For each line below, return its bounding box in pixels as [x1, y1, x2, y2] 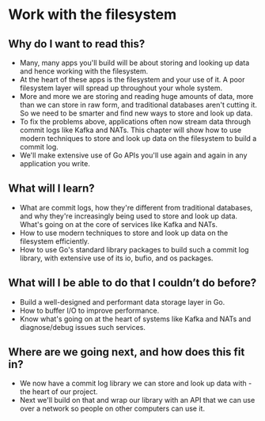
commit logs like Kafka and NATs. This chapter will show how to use [19, 125, 242, 135]
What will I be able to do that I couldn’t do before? [8, 276, 257, 290]
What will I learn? [8, 182, 95, 195]
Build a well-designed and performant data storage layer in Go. [19, 297, 225, 306]
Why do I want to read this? [8, 37, 146, 51]
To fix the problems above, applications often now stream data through [19, 117, 252, 126]
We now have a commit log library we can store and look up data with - [19, 378, 252, 389]
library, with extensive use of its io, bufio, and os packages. [19, 253, 214, 263]
